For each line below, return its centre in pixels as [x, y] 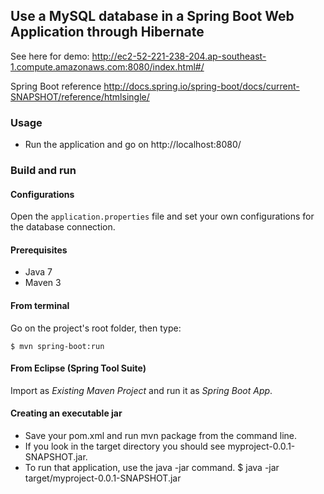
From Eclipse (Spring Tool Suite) [78, 368]
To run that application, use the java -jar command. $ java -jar [152, 468]
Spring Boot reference [56, 86]
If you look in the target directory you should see [125, 446]
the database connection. [63, 227]
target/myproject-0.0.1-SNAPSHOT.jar [103, 478]
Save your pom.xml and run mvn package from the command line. [161, 436]
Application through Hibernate [107, 32]
